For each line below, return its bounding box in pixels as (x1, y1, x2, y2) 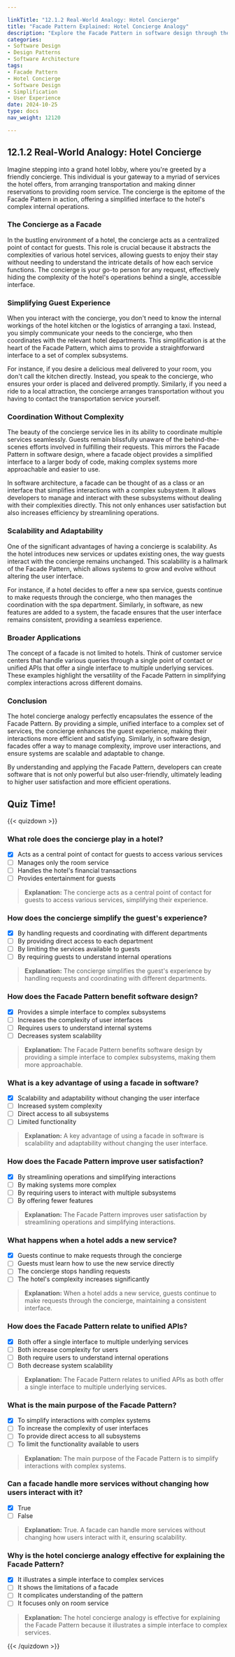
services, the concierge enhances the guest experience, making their (7, 727, 208, 735)
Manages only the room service (17, 858, 109, 866)
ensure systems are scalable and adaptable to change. (7, 749, 165, 758)
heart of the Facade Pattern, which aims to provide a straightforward (7, 344, 205, 352)
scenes (7, 443, 29, 451)
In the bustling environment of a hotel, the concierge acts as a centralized (7, 236, 220, 244)
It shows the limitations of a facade (17, 1583, 119, 1592)
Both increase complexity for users (17, 1345, 119, 1354)
